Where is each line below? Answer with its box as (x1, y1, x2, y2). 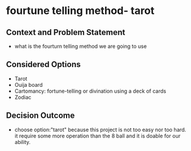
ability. (14, 138, 31, 145)
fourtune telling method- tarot (6, 4, 155, 17)
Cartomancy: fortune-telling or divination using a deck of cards (14, 87, 166, 94)
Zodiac (14, 93, 32, 100)
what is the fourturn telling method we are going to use (14, 43, 147, 50)
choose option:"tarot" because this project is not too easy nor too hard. (14, 126, 186, 133)
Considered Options (6, 59, 81, 69)
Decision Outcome (6, 111, 75, 121)
